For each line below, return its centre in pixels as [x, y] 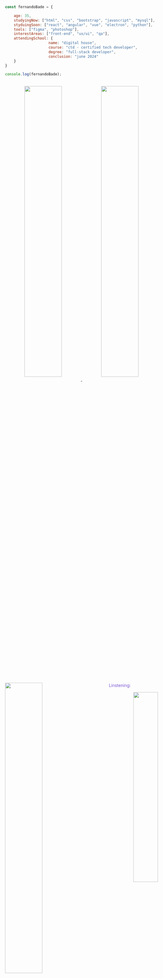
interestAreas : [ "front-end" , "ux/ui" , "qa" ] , [62, 34]
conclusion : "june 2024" [73, 56]
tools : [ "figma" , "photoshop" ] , [46, 29]
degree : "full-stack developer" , [82, 52]
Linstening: [120, 685]
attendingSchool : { [33, 38]
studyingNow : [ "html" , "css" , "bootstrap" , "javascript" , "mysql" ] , [84, 20]
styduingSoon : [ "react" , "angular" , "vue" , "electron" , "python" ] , [83, 25]
